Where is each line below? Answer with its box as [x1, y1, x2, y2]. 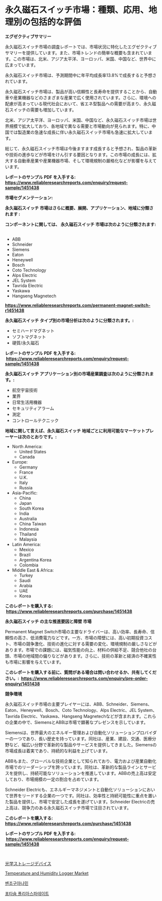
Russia [19, 484, 33, 490]
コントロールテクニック [12, 418, 59, 423]
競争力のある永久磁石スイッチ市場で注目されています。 [21, 804, 132, 810]
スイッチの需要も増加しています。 [9, 107, 77, 113]
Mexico [19, 547, 34, 552]
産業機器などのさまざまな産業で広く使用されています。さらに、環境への [13, 95, 157, 100]
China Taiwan [19, 521, 47, 527]
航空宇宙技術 [12, 387, 38, 393]
